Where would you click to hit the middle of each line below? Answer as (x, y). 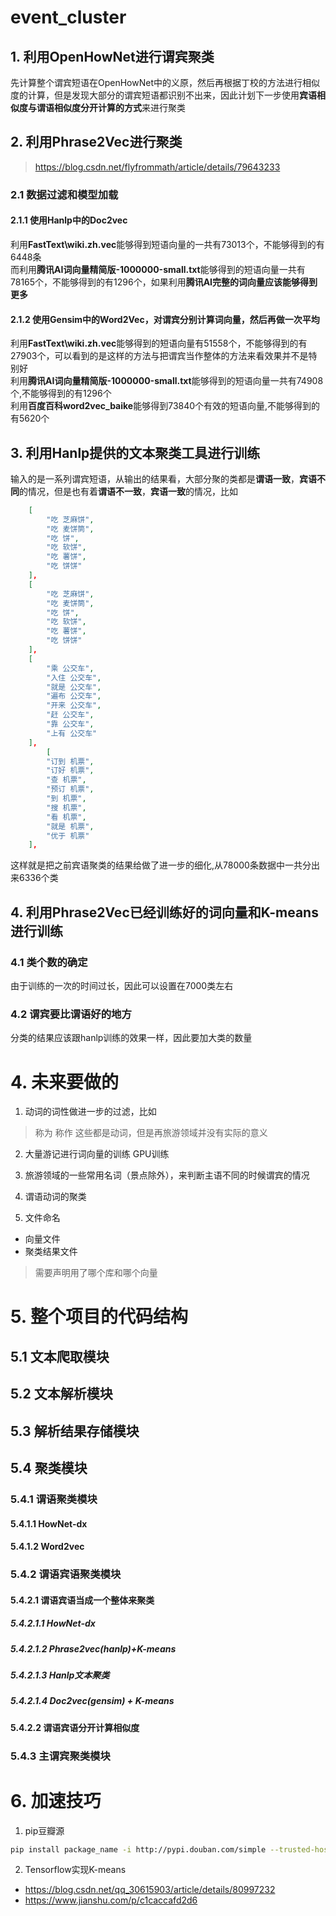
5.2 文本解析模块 (61, 1394)
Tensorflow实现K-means (75, 1870)
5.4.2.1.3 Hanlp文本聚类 (60, 1675)
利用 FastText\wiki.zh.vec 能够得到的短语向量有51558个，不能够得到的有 (159, 343)
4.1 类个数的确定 (49, 962)
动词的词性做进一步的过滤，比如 (90, 1112)
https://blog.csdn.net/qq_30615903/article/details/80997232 (150, 1890)
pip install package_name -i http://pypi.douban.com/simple (138, 1849)
